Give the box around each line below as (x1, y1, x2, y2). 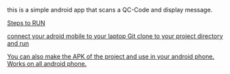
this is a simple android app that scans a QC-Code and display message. (7, 6, 213, 14)
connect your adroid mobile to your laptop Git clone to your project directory (7, 32, 223, 40)
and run (7, 39, 30, 47)
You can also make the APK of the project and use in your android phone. (7, 52, 215, 60)
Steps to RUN (7, 19, 46, 26)
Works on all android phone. (7, 60, 87, 67)
